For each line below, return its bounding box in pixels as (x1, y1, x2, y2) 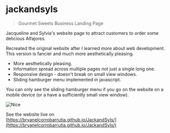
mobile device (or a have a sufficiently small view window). (6, 92, 129, 98)
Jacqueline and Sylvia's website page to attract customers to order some (6, 30, 159, 36)
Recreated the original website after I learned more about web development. (6, 45, 165, 51)
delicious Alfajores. (6, 35, 46, 41)
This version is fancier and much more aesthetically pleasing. (6, 51, 134, 57)
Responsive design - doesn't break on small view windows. (13, 71, 138, 77)
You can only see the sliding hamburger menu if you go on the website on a (6, 86, 164, 92)
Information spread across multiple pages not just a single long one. (13, 66, 155, 72)
